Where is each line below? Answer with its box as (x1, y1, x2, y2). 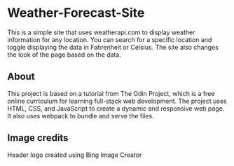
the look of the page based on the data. (7, 50, 121, 59)
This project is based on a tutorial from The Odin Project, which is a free (7, 89, 215, 97)
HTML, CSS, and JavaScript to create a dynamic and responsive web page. (7, 104, 225, 113)
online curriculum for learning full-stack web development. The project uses (7, 97, 228, 105)
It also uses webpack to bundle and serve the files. (7, 111, 154, 120)
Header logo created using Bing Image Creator (7, 151, 142, 159)
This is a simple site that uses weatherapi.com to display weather (7, 28, 195, 36)
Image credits (7, 132, 69, 144)
